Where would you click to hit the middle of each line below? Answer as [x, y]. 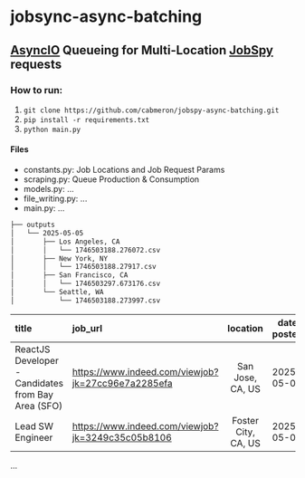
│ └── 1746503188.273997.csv [86, 301]
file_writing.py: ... [55, 199]
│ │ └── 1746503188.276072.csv [86, 250]
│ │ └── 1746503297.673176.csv [86, 284]
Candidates [39, 383]
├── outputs [33, 225]
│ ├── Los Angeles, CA [65, 242]
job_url [87, 328]
